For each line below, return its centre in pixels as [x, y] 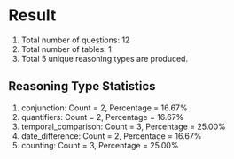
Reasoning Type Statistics [82, 86]
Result [32, 15]
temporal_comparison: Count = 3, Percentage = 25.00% [124, 126]
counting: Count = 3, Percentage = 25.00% [100, 145]
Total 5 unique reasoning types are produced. [104, 58]
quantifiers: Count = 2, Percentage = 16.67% [102, 117]
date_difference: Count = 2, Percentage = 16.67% [111, 136]
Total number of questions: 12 [75, 40]
